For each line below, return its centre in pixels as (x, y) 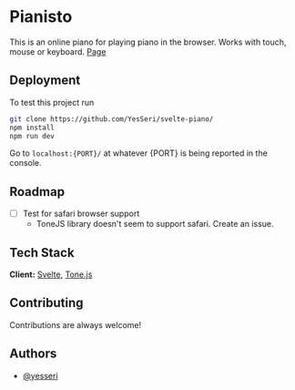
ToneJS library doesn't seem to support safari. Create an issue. (155, 224)
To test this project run (52, 102)
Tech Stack (42, 252)
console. (26, 163)
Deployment (45, 81)
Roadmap (37, 192)
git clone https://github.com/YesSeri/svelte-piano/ (112, 119)
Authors (33, 354)
